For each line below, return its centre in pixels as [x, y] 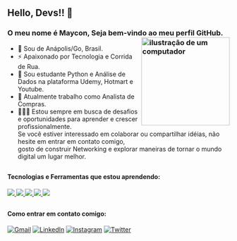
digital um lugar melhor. [52, 156]
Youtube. [31, 89]
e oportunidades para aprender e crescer [78, 119]
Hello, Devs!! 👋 [40, 13]
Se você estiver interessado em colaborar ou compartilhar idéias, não [119, 134]
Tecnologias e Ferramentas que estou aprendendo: [84, 177]
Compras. [32, 104]
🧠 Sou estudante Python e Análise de [71, 74]
